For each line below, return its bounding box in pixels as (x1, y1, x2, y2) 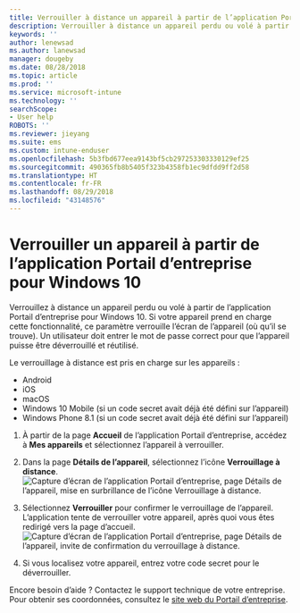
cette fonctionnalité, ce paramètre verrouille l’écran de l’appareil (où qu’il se (9, 321, 287, 332)
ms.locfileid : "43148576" (9, 196, 105, 206)
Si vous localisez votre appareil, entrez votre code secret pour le (21, 558, 260, 568)
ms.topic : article (9, 71, 78, 80)
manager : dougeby (9, 55, 74, 63)
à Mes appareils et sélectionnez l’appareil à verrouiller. (21, 439, 225, 449)
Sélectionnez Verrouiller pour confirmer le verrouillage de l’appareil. (21, 502, 274, 513)
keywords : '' (9, 29, 58, 38)
